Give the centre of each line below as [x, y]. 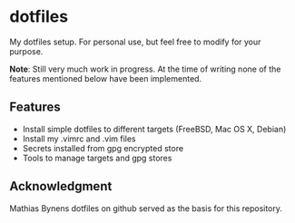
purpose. [26, 51]
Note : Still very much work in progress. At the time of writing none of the [145, 69]
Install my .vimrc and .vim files [79, 139]
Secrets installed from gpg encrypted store [103, 148]
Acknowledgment [61, 186]
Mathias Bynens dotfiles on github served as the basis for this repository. [146, 208]
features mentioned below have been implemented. [106, 78]
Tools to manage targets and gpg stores [97, 158]
